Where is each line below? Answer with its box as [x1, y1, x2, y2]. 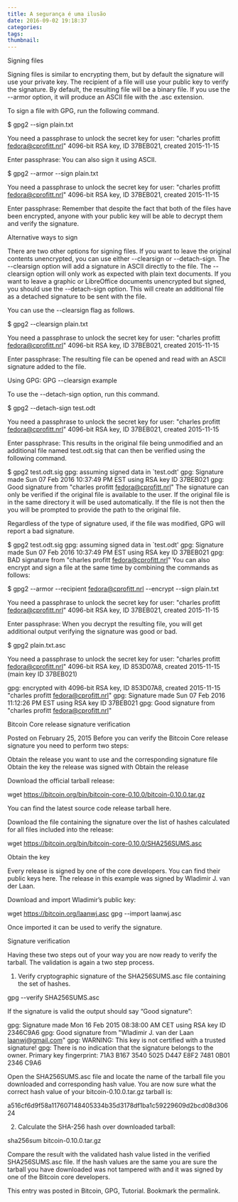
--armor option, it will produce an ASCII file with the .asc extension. [7, 93, 205, 102]
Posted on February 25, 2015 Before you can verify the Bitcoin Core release [7, 734, 229, 743]
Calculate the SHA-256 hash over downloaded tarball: [17, 1122, 175, 1131]
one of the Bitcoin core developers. [7, 1173, 111, 1181]
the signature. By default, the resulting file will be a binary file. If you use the [7, 85, 231, 94]
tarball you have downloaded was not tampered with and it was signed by [7, 1165, 223, 1174]
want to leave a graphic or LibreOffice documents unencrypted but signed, [7, 277, 226, 286]
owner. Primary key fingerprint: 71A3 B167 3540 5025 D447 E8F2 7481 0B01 [7, 1051, 230, 1060]
